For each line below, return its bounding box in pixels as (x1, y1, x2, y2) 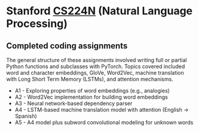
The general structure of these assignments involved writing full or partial (6, 57, 187, 63)
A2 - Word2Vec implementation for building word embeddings (14, 94, 169, 100)
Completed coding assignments (6, 41, 128, 51)
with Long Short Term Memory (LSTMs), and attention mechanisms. (6, 76, 173, 82)
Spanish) (14, 112, 37, 119)
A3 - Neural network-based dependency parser (14, 100, 133, 107)
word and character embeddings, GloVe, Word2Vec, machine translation (6, 69, 184, 76)
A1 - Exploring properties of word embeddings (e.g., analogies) (14, 87, 170, 94)
